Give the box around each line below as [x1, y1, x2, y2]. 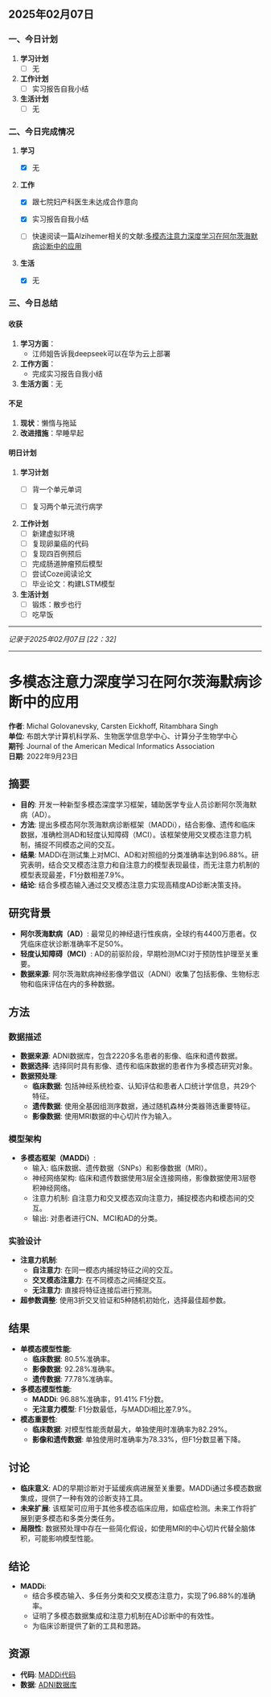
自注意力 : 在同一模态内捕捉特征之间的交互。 [31, 1265, 178, 1275]
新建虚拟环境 [31, 529, 75, 539]
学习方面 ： [19, 339, 56, 348]
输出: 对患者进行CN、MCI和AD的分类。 [31, 1214, 162, 1223]
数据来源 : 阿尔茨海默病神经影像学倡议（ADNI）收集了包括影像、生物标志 [19, 969, 260, 979]
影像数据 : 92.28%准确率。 [31, 1364, 119, 1374]
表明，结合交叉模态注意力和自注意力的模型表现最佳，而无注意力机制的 [27, 860, 260, 870]
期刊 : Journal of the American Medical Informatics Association [8, 741, 216, 750]
